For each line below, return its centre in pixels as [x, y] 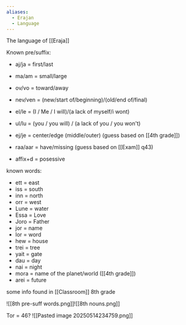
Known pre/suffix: [29, 53]
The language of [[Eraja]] [38, 41]
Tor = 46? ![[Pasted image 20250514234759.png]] [70, 316]
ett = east [27, 183]
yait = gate [29, 254]
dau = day [28, 261]
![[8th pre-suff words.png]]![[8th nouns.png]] [63, 304]
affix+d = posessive [40, 159]
